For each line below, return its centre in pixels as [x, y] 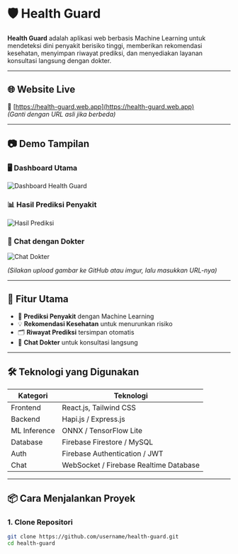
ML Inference [33, 430]
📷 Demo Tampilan [49, 144]
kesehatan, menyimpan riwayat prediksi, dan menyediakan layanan [105, 53]
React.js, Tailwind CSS [99, 408]
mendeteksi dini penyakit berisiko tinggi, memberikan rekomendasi [105, 45]
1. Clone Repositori [40, 522]
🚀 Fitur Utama [38, 299]
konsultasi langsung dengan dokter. [59, 60]
